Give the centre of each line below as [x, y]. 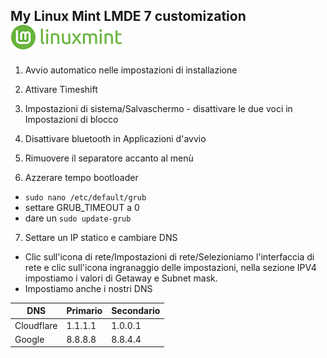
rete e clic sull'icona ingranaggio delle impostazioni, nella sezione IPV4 [170, 267]
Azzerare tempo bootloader [81, 177]
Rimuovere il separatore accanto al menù [109, 158]
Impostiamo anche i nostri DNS [88, 288]
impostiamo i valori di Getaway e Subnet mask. [121, 278]
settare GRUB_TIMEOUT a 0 [82, 207]
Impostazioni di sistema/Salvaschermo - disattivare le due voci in [158, 108]
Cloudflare [36, 325]
